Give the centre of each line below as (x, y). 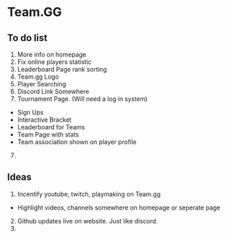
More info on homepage (52, 54)
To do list (27, 38)
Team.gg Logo (38, 77)
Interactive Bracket (44, 120)
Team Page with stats (48, 134)
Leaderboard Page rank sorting (62, 69)
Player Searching (42, 84)
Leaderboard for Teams (51, 127)
